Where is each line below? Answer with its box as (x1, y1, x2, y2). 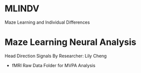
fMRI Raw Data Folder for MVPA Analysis (11, 62, 95, 68)
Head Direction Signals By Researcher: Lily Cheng (4, 53, 107, 59)
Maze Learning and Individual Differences (4, 19, 90, 25)
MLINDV (4, 3, 40, 14)
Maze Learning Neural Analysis (4, 36, 137, 48)
